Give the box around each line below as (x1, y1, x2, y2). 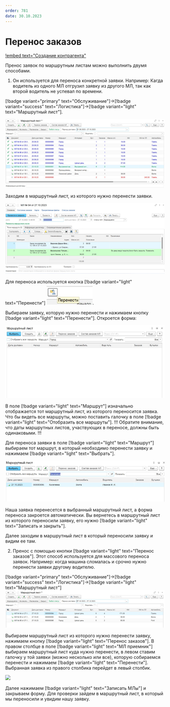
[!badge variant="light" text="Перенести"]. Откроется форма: (5, 315, 137, 321)
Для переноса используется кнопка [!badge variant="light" (5, 278, 133, 284)
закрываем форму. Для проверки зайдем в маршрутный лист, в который (5, 690, 163, 696)
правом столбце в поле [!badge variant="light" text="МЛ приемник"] (5, 643, 153, 649)
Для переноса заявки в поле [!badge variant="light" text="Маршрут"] (5, 439, 154, 445)
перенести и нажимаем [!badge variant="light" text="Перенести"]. (5, 659, 148, 666)
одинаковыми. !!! (5, 430, 42, 436)
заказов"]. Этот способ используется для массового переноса (12, 553, 149, 559)
